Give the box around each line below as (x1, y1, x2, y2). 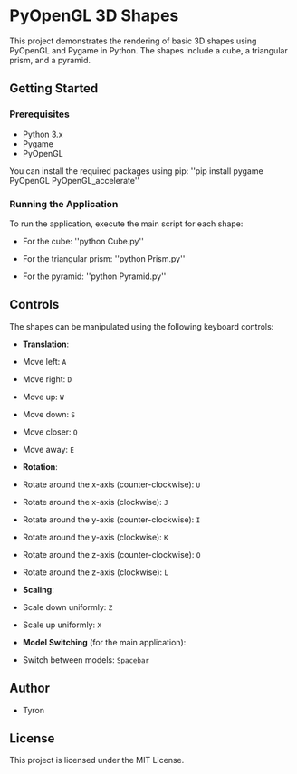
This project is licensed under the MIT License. (9, 755, 185, 766)
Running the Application (9, 197, 119, 210)
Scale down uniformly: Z (22, 601, 113, 612)
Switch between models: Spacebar (22, 654, 149, 665)
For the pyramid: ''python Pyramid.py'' (22, 271, 167, 282)
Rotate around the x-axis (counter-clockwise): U (22, 479, 201, 490)
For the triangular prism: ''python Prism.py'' (22, 253, 186, 263)
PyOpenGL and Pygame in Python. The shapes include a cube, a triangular (9, 44, 288, 55)
